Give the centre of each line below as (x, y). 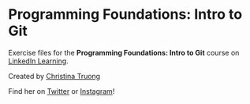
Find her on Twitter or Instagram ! (62, 91)
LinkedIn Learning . (38, 61)
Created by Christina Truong (54, 76)
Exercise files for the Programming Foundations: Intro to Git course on (124, 52)
